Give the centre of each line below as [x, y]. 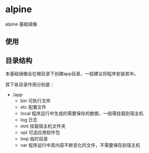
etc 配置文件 [33, 107]
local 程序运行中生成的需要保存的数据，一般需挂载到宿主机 [82, 113]
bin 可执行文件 [35, 101]
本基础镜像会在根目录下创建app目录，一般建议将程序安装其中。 [72, 74]
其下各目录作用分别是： [30, 84]
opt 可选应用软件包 [40, 133]
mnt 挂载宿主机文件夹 [43, 126]
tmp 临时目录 [34, 139]
